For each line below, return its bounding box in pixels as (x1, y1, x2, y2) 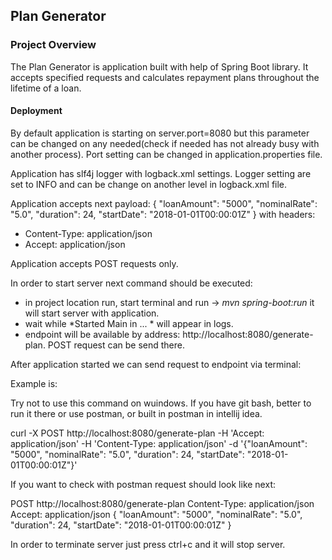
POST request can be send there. (47, 339, 185, 351)
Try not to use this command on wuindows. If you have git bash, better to (10, 397, 312, 409)
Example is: (10, 377, 58, 389)
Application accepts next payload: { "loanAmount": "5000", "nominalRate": (10, 197, 318, 209)
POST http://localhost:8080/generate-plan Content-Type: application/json (10, 497, 315, 509)
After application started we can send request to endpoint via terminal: (10, 358, 302, 370)
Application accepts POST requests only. (10, 257, 179, 269)
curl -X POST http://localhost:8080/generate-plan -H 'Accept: (10, 427, 265, 439)
